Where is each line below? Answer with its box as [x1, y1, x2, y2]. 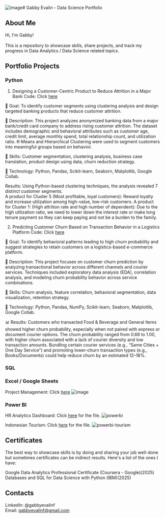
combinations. [5, 279, 34, 285]
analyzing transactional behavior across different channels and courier [5, 264, 148, 270]
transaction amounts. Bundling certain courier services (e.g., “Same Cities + [5, 342, 159, 347]
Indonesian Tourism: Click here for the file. [5, 422, 91, 428]
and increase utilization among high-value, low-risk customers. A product [5, 199, 154, 205]
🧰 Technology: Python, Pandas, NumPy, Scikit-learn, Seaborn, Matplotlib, [5, 304, 153, 310]
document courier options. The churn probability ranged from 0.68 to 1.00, [5, 331, 156, 337]
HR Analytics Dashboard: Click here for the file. [5, 413, 101, 418]
